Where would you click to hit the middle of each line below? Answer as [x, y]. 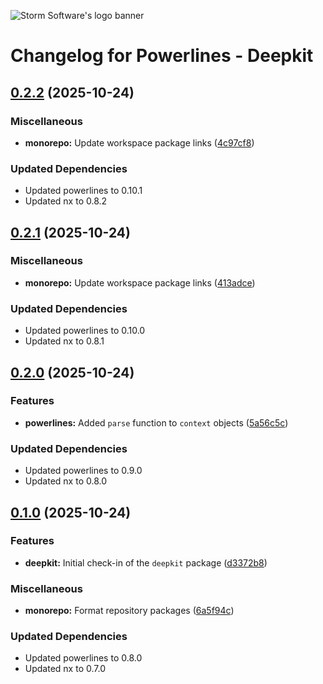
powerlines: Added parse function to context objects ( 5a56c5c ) [156, 422]
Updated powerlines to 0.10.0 [85, 331]
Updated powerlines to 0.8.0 [83, 658]
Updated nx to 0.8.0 [66, 481]
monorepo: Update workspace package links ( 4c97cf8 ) [139, 142]
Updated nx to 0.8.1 [64, 341]
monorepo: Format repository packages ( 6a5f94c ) [129, 611]
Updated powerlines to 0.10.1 [83, 191]
